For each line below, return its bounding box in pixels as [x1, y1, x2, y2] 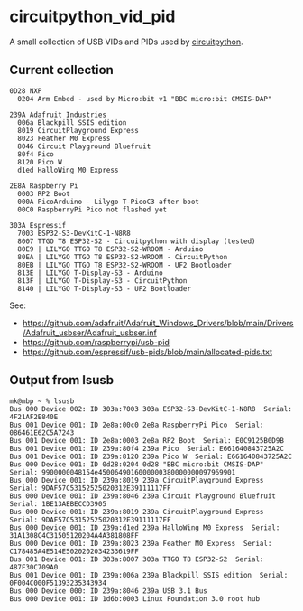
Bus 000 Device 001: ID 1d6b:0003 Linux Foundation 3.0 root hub [9, 594, 260, 603]
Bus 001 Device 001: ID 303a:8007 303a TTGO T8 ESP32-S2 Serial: [9, 554, 264, 564]
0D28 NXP [9, 86, 42, 96]
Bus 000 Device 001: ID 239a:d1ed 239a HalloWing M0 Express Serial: [9, 522, 280, 532]
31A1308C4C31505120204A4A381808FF [9, 531, 140, 540]
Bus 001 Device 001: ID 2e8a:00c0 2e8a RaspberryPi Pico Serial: [9, 420, 264, 429]
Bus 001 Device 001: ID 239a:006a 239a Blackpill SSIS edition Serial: [9, 570, 289, 579]
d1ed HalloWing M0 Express [17, 165, 119, 174]
